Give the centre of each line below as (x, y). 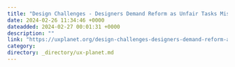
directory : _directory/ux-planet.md (60, 53)
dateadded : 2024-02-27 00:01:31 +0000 (64, 27)
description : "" (31, 33)
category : (22, 46)
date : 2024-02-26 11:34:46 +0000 (56, 20)
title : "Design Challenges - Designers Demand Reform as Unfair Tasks (112, 14)
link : (15, 40)
